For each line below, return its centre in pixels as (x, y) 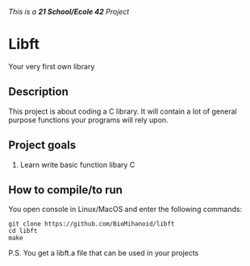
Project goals (42, 145)
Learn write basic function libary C (77, 164)
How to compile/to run (66, 190)
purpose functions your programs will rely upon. (88, 119)
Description (38, 92)
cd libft (23, 231)
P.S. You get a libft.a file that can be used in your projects (104, 253)
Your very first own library (52, 66)
